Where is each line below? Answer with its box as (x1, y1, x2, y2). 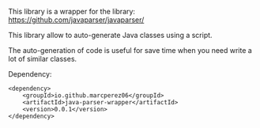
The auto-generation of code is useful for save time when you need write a (8, 46, 253, 55)
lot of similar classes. (8, 55, 77, 63)
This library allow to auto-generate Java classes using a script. (8, 31, 213, 40)
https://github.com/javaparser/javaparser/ (8, 15, 145, 24)
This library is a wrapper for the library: (8, 7, 136, 16)
